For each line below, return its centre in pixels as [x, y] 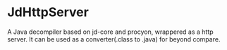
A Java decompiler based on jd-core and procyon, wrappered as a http [110, 32]
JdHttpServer [48, 12]
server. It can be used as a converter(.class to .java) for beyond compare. [114, 39]
